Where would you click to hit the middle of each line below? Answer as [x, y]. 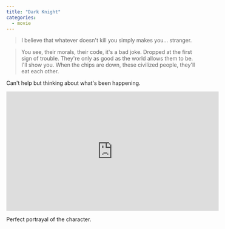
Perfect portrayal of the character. [49, 219]
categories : [21, 18]
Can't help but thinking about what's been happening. [73, 83]
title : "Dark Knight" [34, 12]
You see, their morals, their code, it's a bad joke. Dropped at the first [106, 52]
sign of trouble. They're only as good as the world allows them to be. [107, 59]
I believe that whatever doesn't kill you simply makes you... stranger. [106, 41]
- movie [22, 23]
